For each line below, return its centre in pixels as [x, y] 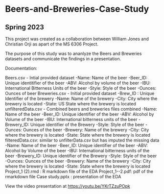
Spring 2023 [24, 27]
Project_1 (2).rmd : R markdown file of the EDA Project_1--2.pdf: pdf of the [79, 171]
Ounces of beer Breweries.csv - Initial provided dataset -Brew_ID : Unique [80, 93]
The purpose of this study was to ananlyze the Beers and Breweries [73, 53]
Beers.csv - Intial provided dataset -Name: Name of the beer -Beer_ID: [76, 78]
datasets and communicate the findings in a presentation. [63, 59]
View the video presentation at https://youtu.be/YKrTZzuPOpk [68, 186]
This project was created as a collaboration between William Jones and [77, 39]
